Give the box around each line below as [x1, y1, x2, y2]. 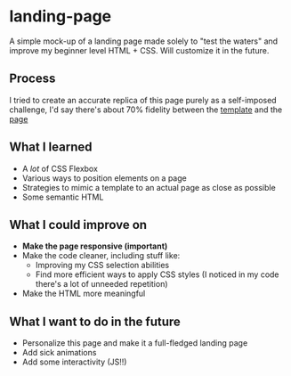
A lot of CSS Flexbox [21, 163, 98, 174]
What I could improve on [9, 217, 148, 233]
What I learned [9, 140, 93, 155]
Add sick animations [21, 347, 97, 358]
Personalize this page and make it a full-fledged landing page [21, 338, 248, 348]
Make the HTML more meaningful [21, 288, 146, 299]
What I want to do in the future [9, 314, 181, 329]
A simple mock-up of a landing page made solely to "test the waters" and [9, 36, 279, 46]
